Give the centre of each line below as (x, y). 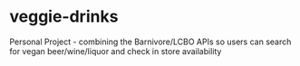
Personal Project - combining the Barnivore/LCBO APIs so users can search (150, 42)
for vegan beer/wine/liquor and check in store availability (116, 51)
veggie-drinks (64, 17)
